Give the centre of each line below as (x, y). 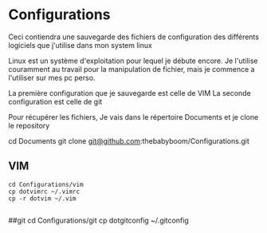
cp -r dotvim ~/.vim (43, 198)
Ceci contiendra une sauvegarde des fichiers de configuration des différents (133, 37)
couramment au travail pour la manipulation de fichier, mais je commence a (132, 69)
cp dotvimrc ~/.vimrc (44, 192)
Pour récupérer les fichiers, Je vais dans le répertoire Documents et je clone (133, 116)
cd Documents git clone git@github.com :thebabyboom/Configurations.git (129, 140)
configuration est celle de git (55, 101)
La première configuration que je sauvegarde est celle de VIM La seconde (130, 93)
